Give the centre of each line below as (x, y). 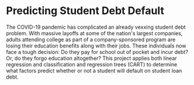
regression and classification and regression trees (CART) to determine (92, 64)
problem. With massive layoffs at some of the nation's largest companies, (94, 33)
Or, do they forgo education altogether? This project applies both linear (91, 58)
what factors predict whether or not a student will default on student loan (94, 70)
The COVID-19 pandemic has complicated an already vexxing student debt (96, 27)
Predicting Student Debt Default (85, 11)
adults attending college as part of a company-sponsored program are (91, 39)
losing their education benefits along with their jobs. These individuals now (96, 46)
